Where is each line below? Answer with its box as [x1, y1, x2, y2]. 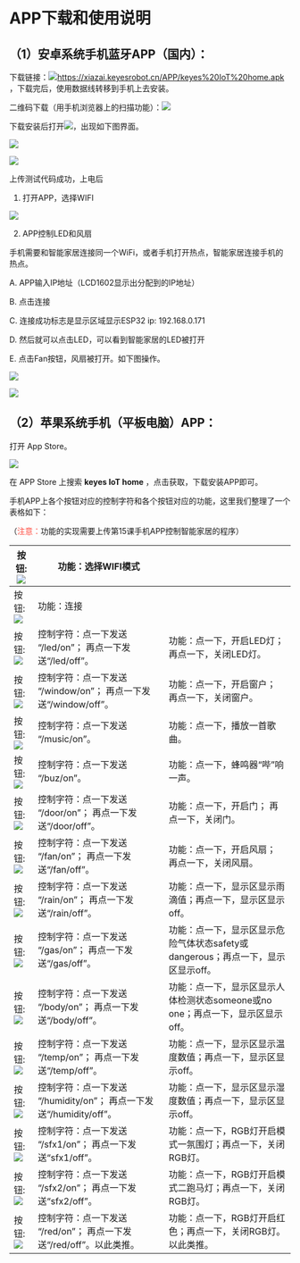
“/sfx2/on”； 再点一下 [37, 1181, 128, 1193]
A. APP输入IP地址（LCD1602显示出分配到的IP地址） [9, 278, 200, 288]
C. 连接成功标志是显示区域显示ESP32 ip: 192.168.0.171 [9, 315, 205, 326]
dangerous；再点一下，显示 [168, 950, 286, 963]
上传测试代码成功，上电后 [9, 173, 104, 184]
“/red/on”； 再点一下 [37, 1225, 123, 1237]
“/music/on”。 [37, 732, 96, 745]
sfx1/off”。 [50, 1151, 98, 1164]
